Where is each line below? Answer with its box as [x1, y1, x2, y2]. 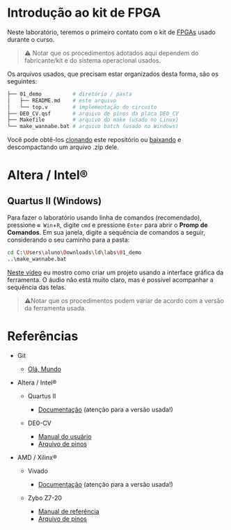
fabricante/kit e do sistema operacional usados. [24, 56, 161, 64]
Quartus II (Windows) [7, 195, 102, 207]
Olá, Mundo [27, 364, 61, 373]
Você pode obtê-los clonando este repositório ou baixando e [7, 136, 182, 144]
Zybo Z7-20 [27, 493, 63, 502]
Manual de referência [38, 507, 99, 515]
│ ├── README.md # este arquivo [7, 97, 117, 104]
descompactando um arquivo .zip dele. [7, 143, 120, 151]
